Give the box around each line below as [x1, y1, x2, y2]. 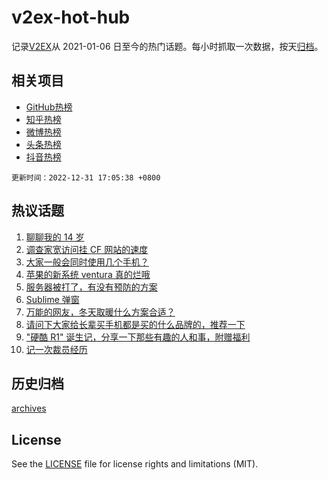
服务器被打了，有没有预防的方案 [25, 281, 158, 293]
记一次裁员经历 [25, 343, 88, 355]
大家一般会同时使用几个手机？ [25, 256, 149, 268]
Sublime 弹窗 [25, 293, 80, 305]
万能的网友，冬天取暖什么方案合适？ [25, 306, 176, 318]
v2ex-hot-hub [11, 6, 131, 29]
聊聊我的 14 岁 [25, 231, 85, 243]
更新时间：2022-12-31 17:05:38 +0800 [11, 172, 161, 183]
